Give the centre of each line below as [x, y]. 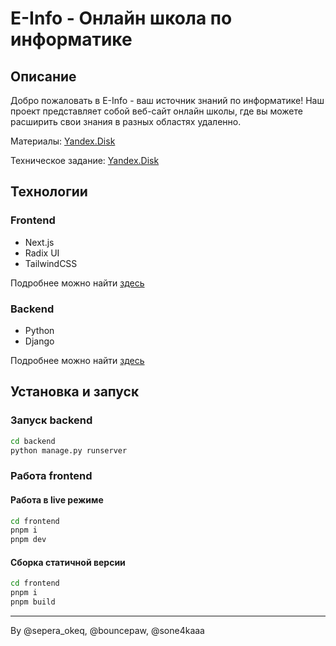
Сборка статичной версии [68, 562]
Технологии [49, 192]
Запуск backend [51, 420]
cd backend [33, 441]
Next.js [39, 242]
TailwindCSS [51, 263]
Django [39, 341]
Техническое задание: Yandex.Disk [85, 160]
